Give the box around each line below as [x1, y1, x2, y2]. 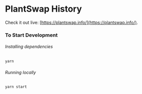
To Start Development [5, 32, 58, 38]
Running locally [5, 69, 36, 75]
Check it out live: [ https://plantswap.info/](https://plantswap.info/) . [5, 19, 138, 25]
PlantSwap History [5, 3, 82, 15]
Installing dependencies [5, 44, 53, 50]
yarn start [5, 84, 27, 90]
